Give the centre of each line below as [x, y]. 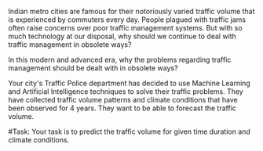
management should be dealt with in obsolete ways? [93, 68]
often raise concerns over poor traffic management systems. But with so [125, 28]
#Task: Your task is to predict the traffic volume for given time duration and [130, 131]
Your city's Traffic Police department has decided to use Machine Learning [130, 83]
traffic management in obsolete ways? [70, 45]
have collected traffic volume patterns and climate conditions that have [123, 100]
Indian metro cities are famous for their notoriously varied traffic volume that [131, 11]
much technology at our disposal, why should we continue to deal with [122, 36]
